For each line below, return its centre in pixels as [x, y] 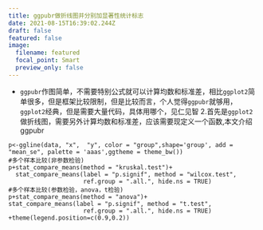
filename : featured [48, 53]
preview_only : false [49, 68]
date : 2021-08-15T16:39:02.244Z [62, 23]
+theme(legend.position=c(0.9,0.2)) [69, 218]
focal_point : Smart [48, 61]
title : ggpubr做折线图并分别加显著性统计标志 [76, 16]
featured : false [35, 38]
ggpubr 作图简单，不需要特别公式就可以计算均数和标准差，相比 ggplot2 [134, 91]
